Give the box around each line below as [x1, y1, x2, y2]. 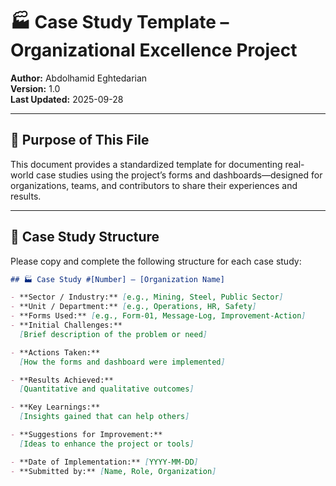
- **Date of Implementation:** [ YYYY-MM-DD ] [10, 457, 199, 467]
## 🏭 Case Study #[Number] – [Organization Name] [10, 274, 225, 284]
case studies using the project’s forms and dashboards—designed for [35, 169, 323, 181]
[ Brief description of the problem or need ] [19, 329, 208, 339]
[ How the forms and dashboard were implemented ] [19, 357, 226, 367]
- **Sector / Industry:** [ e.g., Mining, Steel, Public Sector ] [10, 292, 284, 303]
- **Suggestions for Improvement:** [10, 430, 163, 440]
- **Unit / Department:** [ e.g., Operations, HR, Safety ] [10, 302, 257, 312]
